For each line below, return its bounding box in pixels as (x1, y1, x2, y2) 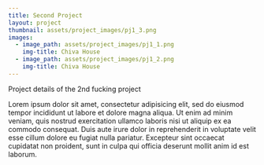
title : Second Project (8, 11, 83, 20)
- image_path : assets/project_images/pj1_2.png (15, 56, 175, 64)
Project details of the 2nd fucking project (8, 84, 142, 93)
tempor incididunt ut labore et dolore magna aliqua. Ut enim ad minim (8, 108, 233, 117)
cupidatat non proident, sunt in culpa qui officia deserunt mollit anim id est (8, 141, 250, 150)
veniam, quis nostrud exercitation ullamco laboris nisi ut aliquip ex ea (8, 115, 232, 126)
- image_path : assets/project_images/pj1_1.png (15, 41, 175, 49)
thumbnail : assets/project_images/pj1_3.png (8, 26, 157, 34)
